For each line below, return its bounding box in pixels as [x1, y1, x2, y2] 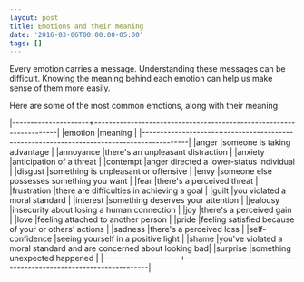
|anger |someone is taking [193, 137, 291, 148]
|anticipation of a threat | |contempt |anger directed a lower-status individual [9, 156, 295, 168]
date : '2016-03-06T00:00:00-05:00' [9, 30, 144, 39]
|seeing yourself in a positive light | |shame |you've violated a [54, 233, 283, 245]
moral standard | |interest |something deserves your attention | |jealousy [9, 195, 280, 206]
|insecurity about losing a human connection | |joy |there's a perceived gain [9, 205, 292, 216]
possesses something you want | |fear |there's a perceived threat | [9, 176, 259, 187]
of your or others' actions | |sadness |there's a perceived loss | [9, 224, 245, 235]
